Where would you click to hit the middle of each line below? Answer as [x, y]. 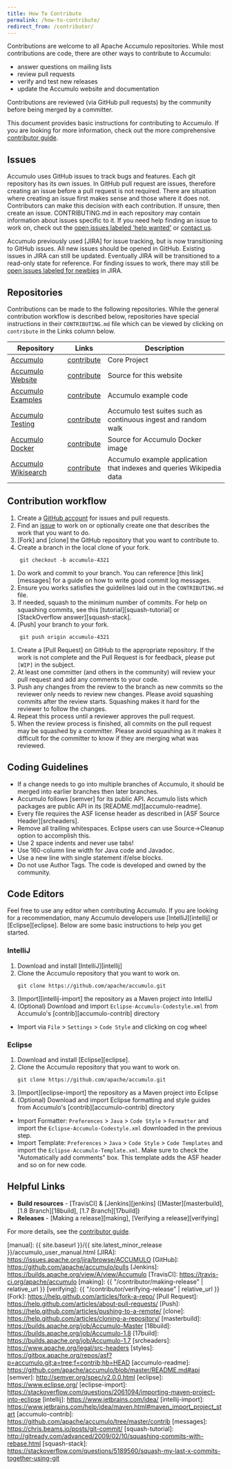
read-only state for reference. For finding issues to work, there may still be [113, 263]
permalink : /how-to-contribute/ [54, 20]
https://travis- [199, 1274]
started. [18, 932]
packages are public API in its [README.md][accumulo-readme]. [109, 806]
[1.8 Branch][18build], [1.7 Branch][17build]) [78, 1210]
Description [164, 348]
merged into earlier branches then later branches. [88, 791]
